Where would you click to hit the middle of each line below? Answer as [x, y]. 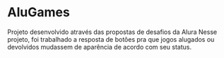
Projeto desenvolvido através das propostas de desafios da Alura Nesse [112, 32]
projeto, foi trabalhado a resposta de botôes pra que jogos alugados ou [111, 39]
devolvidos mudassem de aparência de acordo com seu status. [100, 47]
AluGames [39, 12]
